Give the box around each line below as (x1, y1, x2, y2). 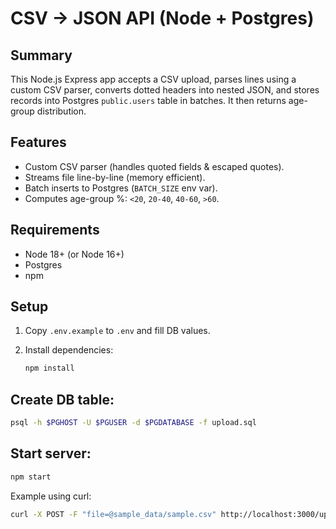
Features (10, 134, 67, 151)
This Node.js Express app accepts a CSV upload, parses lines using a (10, 73, 297, 85)
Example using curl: (10, 490, 92, 502)
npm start (10, 472, 52, 482)
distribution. (36, 105, 87, 117)
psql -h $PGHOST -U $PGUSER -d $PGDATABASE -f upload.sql (10, 418, 257, 428)
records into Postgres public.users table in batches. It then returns (10, 95, 287, 106)
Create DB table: (10, 391, 115, 408)
